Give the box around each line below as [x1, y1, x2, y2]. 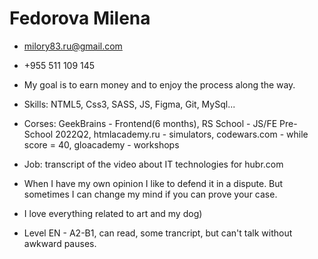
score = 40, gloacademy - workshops [23, 138, 180, 151]
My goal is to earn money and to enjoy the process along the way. [23, 78, 296, 91]
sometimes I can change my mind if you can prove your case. [23, 188, 278, 200]
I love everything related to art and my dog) [23, 207, 203, 219]
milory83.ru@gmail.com [23, 40, 123, 52]
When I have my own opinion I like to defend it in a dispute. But [23, 177, 284, 189]
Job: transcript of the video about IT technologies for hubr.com [23, 158, 284, 170]
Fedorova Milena [9, 7, 151, 30]
